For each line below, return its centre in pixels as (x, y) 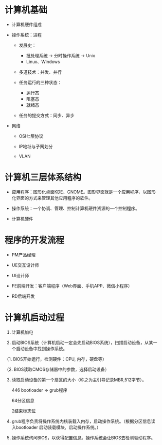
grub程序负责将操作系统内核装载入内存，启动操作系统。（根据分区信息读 (83, 421)
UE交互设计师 (25, 265)
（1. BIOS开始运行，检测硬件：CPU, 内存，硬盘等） (56, 359)
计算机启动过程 (35, 318)
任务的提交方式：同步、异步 (47, 115)
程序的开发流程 (35, 240)
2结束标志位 (24, 411)
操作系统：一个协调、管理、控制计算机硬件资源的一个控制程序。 (75, 208)
